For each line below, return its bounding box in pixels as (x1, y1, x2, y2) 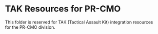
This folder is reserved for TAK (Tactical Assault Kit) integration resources (5, 19, 153, 25)
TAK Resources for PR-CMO (5, 3, 121, 14)
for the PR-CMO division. (5, 24, 55, 30)
